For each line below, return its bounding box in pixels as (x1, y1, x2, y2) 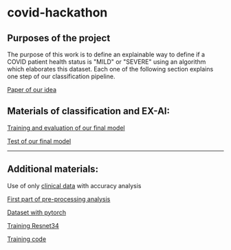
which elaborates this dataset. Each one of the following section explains (7, 65, 214, 73)
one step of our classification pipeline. (7, 72, 115, 80)
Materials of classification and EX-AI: (7, 105, 170, 117)
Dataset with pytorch (7, 208, 67, 216)
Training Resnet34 (7, 221, 60, 229)
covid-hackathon (7, 5, 108, 21)
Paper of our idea (7, 86, 57, 93)
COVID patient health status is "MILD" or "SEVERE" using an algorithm (7, 58, 206, 66)
